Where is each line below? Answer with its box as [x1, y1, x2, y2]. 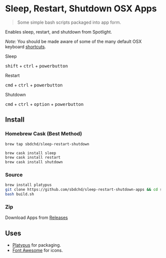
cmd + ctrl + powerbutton [5, 82, 63, 88]
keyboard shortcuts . [5, 43, 46, 49]
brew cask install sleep [5, 150, 56, 156]
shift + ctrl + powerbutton [5, 63, 68, 69]
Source [5, 172, 23, 178]
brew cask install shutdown [5, 160, 63, 165]
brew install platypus [5, 182, 52, 188]
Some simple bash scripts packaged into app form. [17, 19, 122, 25]
